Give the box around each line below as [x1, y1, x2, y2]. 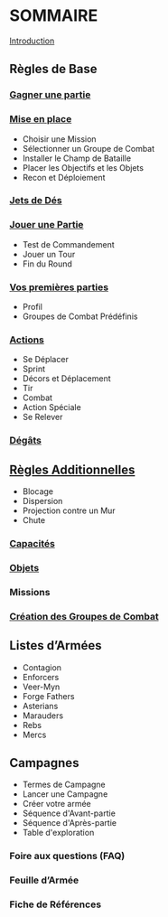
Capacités [9, 538, 56, 550]
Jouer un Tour [22, 248, 76, 259]
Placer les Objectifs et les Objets [22, 162, 145, 173]
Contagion [22, 661, 61, 673]
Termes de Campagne [22, 779, 106, 791]
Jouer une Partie [9, 219, 84, 231]
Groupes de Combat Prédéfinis [22, 311, 138, 322]
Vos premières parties [9, 281, 109, 294]
